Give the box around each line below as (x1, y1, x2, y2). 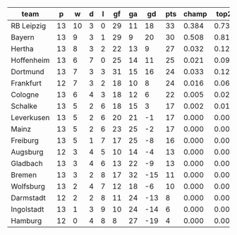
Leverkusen (11, 113, 50, 122)
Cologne (11, 90, 39, 100)
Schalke (11, 102, 37, 111)
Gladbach (11, 159, 44, 168)
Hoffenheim (11, 56, 50, 65)
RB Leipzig (11, 21, 47, 30)
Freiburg (11, 135, 39, 145)
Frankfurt (11, 78, 42, 88)
